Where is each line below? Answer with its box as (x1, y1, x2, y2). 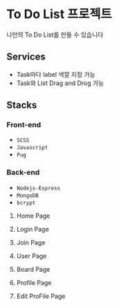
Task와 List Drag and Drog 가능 (16, 79, 104, 87)
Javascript (16, 145, 48, 151)
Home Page (16, 212, 51, 220)
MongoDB (16, 192, 39, 199)
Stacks (6, 100, 37, 111)
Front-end (6, 120, 42, 130)
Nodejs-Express (16, 185, 61, 192)
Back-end (6, 167, 40, 177)
